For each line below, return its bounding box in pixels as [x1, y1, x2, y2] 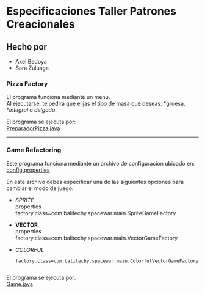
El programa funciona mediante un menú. [6, 94, 110, 101]
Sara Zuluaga [15, 64, 49, 72]
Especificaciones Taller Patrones [6, 4, 177, 18]
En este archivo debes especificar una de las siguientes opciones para [6, 178, 184, 185]
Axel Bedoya [15, 58, 47, 65]
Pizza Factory [6, 79, 48, 88]
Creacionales [6, 17, 75, 31]
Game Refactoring [6, 145, 62, 154]
